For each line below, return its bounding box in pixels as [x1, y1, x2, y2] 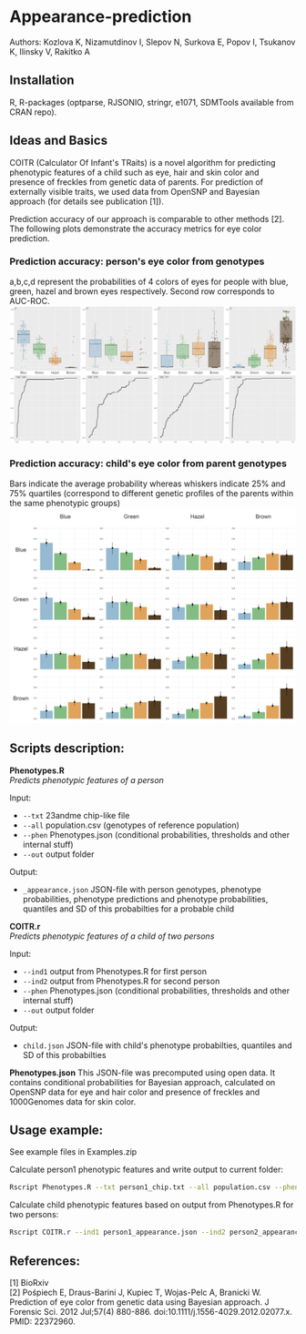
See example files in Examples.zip [9, 1146, 138, 1157]
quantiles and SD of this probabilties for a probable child [22, 903, 235, 914]
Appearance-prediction [9, 6, 192, 27]
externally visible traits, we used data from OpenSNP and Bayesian [9, 186, 260, 197]
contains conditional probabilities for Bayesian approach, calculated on [9, 1076, 276, 1087]
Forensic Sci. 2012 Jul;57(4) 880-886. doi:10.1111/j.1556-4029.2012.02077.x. [9, 1307, 293, 1317]
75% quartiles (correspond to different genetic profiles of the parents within [9, 487, 294, 498]
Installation [9, 73, 75, 88]
